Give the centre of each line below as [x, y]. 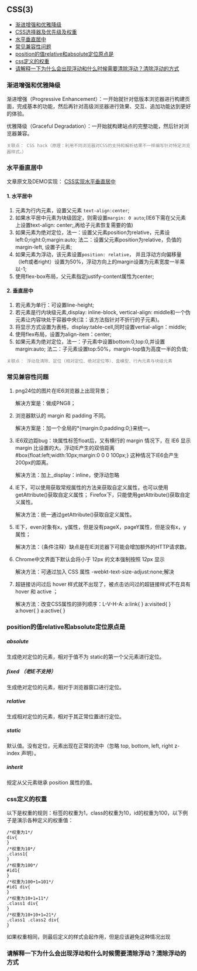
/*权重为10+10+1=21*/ [32, 915]
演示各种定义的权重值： [45, 820]
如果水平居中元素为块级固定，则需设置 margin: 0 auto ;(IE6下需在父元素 [101, 218]
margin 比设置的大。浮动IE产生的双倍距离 [65, 448]
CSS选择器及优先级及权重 [46, 32]
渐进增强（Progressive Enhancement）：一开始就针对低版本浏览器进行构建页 [98, 99]
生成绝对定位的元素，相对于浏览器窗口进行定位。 [65, 687]
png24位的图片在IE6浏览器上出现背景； [63, 391]
